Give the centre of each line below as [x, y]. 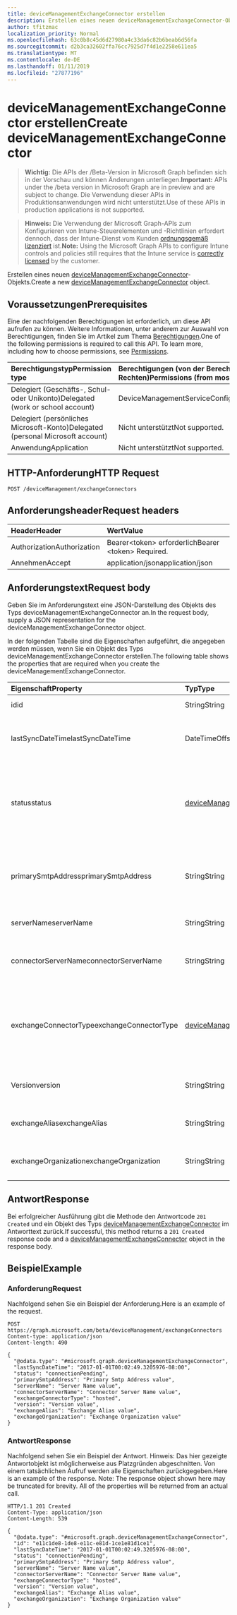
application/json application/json [160, 563]
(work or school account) [53, 407]
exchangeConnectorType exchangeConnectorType [95, 1025]
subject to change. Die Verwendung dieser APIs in [97, 195]
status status [31, 803]
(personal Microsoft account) [59, 436]
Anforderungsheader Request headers [93, 511]
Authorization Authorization [55, 546]
